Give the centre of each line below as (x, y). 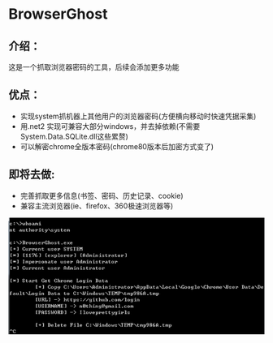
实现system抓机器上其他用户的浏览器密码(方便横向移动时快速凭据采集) (138, 116)
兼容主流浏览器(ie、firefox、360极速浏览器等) (96, 206)
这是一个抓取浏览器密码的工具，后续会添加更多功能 (94, 67)
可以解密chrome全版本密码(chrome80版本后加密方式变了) (117, 146)
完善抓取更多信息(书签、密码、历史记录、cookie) (102, 195)
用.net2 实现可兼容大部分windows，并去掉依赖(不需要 (110, 126)
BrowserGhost (58, 14)
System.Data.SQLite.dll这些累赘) (74, 136)
